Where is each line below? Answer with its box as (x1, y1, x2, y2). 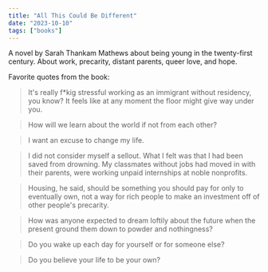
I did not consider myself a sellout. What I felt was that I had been (27, 151, 243, 160)
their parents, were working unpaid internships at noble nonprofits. (27, 168, 248, 178)
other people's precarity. (27, 200, 109, 210)
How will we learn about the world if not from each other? (27, 120, 218, 130)
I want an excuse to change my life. (27, 136, 145, 145)
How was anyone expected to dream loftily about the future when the (27, 216, 256, 226)
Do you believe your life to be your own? (27, 255, 161, 265)
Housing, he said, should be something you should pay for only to (27, 183, 244, 193)
